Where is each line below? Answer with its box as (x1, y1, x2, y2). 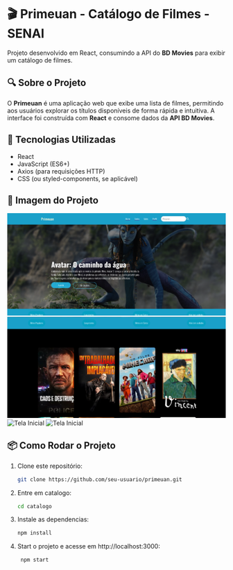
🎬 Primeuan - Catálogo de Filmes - (7, 6, 210, 22)
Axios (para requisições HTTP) (17, 167, 105, 175)
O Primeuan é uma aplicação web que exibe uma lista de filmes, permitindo (7, 99, 224, 107)
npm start (20, 557, 49, 564)
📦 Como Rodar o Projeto (7, 439, 116, 452)
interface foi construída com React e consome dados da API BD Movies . (7, 113, 215, 122)
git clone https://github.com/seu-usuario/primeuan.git (17, 476, 182, 483)
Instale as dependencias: (17, 515, 89, 523)
